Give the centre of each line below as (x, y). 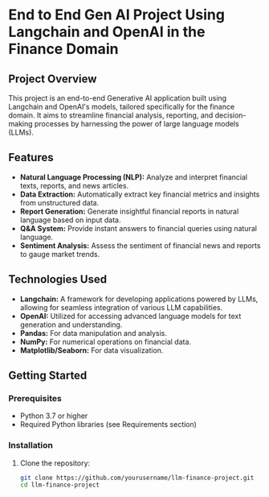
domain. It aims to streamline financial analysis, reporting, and (111, 115)
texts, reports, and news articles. (74, 185)
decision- (230, 115)
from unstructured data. (59, 202)
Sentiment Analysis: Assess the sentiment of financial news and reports (140, 245)
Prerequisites (35, 398)
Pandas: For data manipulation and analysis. (93, 333)
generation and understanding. (71, 325)
